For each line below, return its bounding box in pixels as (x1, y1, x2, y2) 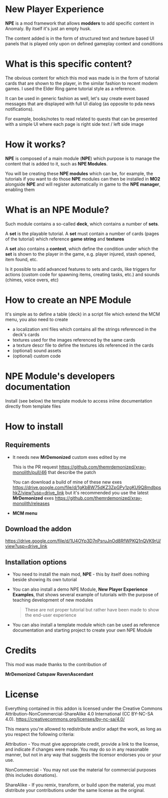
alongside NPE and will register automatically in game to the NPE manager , (5, 181, 160, 187)
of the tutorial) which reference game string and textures (5, 235, 124, 242)
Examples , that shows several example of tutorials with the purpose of (12, 592, 159, 598)
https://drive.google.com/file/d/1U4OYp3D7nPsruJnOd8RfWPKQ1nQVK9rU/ (5, 538, 161, 544)
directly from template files (5, 403, 61, 409)
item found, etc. (5, 256, 38, 262)
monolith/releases (12, 500, 50, 506)
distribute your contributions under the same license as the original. (5, 787, 145, 793)
